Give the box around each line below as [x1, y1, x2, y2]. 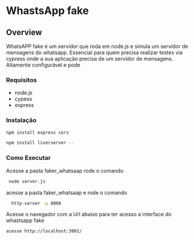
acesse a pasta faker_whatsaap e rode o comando [6, 189, 127, 196]
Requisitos [6, 76, 37, 84]
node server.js [8, 178, 46, 185]
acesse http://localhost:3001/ [6, 228, 82, 234]
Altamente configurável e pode [6, 61, 81, 68]
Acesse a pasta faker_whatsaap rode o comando [6, 167, 124, 174]
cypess [14, 95, 32, 103]
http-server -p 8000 [11, 200, 61, 206]
